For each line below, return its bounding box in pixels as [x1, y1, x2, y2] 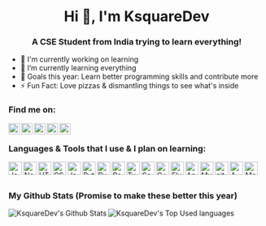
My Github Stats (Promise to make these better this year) [8, 190, 238, 201]
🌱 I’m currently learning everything [20, 63, 137, 73]
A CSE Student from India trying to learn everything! [31, 36, 242, 48]
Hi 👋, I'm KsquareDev [63, 7, 210, 26]
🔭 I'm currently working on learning [20, 54, 139, 64]
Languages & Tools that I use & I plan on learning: [8, 143, 207, 154]
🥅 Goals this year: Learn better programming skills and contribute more [20, 72, 259, 82]
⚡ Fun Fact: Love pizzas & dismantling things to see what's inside [20, 81, 239, 91]
